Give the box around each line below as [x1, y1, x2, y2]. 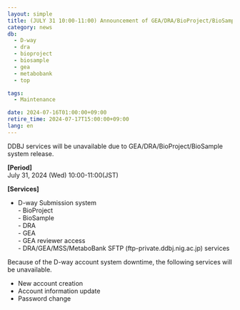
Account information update [17, 286, 101, 295]
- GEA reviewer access [17, 236, 86, 244]
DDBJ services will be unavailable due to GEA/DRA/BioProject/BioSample [7, 142, 224, 150]
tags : [7, 90, 24, 97]
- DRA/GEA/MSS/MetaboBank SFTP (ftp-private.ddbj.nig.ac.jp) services [17, 244, 230, 252]
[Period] [7, 163, 32, 172]
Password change [17, 294, 71, 303]
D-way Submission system [17, 198, 97, 207]
